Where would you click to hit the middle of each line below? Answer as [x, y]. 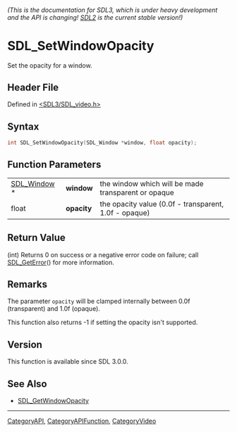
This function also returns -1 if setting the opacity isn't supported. [103, 322]
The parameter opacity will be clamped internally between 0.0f [99, 301]
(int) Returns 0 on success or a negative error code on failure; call [103, 254]
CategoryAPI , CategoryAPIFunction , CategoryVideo [82, 421]
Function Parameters [54, 165]
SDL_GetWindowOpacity [53, 401]
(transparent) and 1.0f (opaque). [54, 309]
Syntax [23, 126]
